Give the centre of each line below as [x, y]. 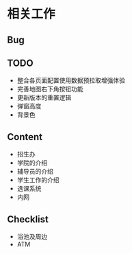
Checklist [28, 219]
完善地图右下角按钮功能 [50, 89]
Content [25, 137]
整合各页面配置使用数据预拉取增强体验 [71, 80]
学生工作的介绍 [38, 180]
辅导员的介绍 [35, 172]
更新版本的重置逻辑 [44, 97]
